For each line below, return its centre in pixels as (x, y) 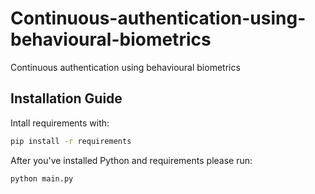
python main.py (42, 178)
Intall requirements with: (60, 123)
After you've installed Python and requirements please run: (131, 160)
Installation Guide (66, 98)
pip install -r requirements (71, 141)
